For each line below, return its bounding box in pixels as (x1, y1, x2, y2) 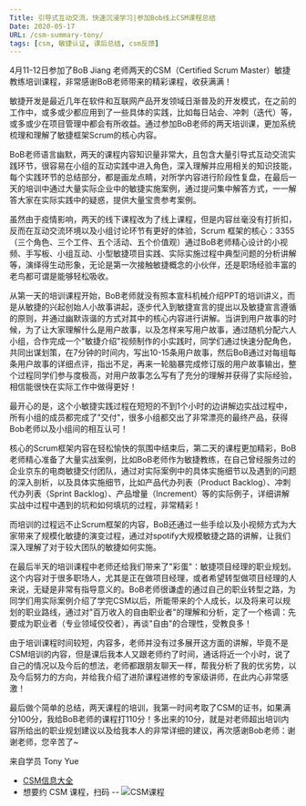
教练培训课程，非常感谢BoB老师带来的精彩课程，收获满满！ (9, 77, 232, 87)
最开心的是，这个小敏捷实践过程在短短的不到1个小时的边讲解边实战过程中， (9, 401, 292, 412)
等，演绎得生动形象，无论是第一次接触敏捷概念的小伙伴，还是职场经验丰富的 (9, 260, 297, 270)
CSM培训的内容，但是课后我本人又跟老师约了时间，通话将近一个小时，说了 (9, 648, 291, 660)
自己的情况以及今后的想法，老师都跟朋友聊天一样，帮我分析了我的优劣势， (9, 660, 289, 671)
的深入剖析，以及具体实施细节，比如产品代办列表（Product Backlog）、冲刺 (9, 477, 291, 488)
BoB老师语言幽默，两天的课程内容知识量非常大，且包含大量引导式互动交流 (9, 149, 289, 160)
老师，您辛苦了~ (16, 737, 79, 748)
